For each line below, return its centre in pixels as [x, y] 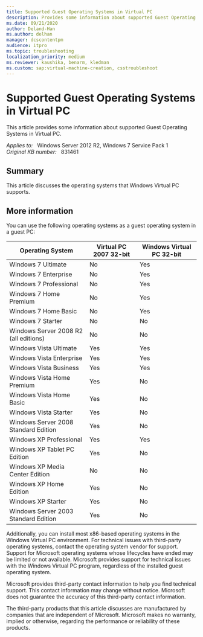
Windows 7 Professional [44, 284]
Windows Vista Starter [41, 412]
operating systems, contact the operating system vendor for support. [92, 546]
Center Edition [30, 474]
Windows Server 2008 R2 [46, 331]
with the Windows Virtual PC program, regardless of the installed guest [95, 566]
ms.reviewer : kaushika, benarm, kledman [58, 62]
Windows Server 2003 [41, 511]
